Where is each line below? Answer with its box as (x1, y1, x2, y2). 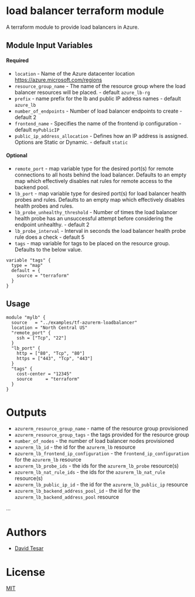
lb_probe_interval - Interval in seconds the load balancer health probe (14, 227, 186, 234)
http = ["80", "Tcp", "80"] (16, 350, 85, 356)
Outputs (6, 406, 47, 419)
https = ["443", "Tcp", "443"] (16, 355, 93, 361)
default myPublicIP (14, 126, 60, 133)
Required (6, 57, 29, 64)
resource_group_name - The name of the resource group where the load (14, 82, 186, 89)
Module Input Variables (6, 40, 93, 50)
